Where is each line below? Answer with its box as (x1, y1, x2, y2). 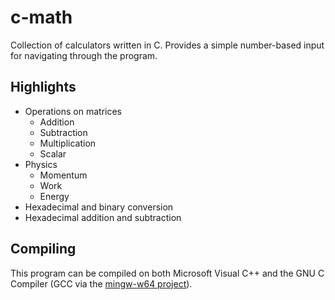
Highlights (10, 79, 77, 96)
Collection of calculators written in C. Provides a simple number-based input (10, 39, 325, 51)
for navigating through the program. (10, 49, 158, 61)
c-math (10, 6, 73, 29)
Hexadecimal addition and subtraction (24, 211, 182, 223)
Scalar (39, 147, 67, 160)
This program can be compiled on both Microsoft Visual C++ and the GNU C (10, 267, 325, 279)
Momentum (39, 169, 88, 181)
